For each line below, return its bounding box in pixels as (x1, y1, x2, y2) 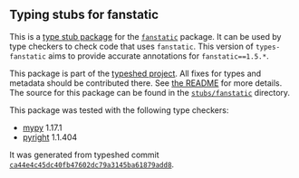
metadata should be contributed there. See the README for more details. (9, 77, 283, 89)
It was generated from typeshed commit (9, 149, 160, 160)
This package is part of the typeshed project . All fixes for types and (9, 68, 262, 79)
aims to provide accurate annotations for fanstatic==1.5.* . (48, 50, 269, 61)
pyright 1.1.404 (22, 131, 78, 143)
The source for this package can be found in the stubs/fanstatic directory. (9, 87, 291, 98)
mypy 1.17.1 (22, 122, 63, 133)
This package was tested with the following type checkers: (9, 104, 229, 116)
